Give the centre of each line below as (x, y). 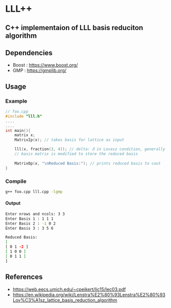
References (24, 277)
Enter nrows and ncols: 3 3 (35, 214)
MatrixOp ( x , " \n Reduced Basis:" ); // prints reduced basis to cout (88, 163)
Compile (16, 181)
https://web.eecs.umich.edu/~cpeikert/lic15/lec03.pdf (69, 289)
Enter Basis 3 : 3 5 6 (29, 228)
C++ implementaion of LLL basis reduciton (74, 28)
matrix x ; (25, 135)
